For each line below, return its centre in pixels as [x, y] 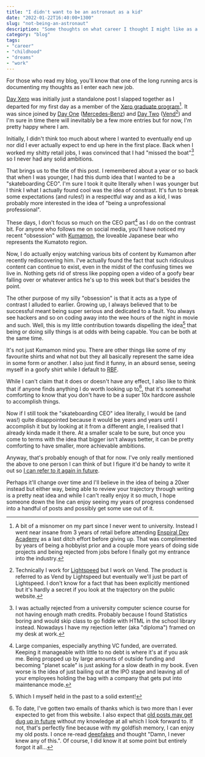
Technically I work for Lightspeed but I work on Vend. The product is [101, 570]
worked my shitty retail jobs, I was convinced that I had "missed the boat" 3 [100, 152]
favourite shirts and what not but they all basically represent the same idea [100, 356]
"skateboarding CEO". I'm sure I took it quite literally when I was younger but [103, 184]
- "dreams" [20, 57]
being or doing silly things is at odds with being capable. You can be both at [102, 331]
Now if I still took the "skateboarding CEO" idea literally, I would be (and [96, 413]
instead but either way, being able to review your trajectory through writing [100, 489]
